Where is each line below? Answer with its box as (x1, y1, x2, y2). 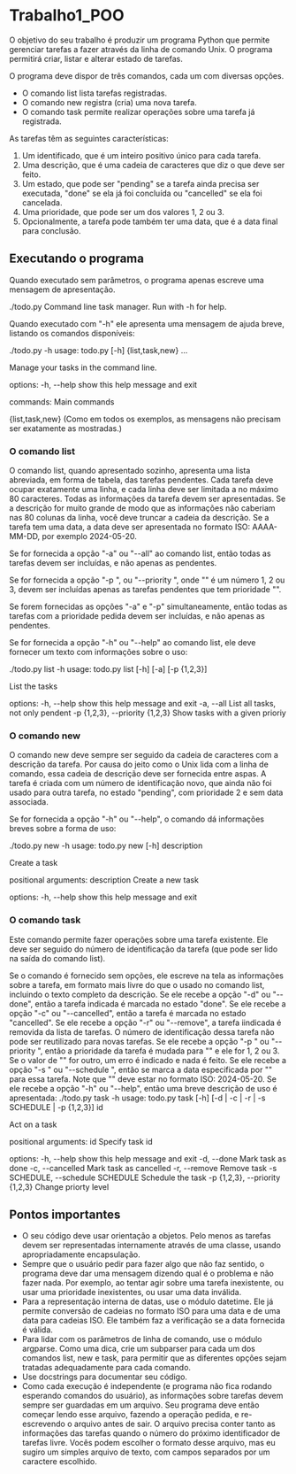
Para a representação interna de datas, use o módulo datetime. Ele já (21, 1296, 274, 1307)
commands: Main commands (9, 396, 115, 407)
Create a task (9, 858, 58, 868)
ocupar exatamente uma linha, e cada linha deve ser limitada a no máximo (9, 484, 279, 495)
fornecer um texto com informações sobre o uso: (9, 647, 188, 658)
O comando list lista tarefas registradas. (21, 88, 168, 98)
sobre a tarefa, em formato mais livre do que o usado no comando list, (9, 979, 265, 990)
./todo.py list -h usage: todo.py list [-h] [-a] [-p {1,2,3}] (9, 664, 208, 675)
